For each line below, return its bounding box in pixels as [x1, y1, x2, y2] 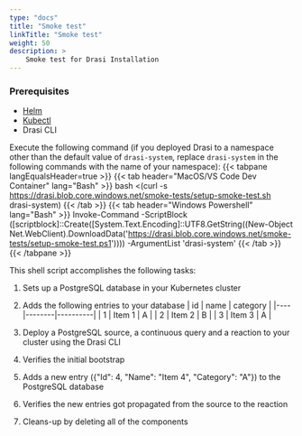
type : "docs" [9, 13, 59, 23]
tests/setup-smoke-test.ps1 [9, 238, 112, 249]
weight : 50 [9, 38, 50, 48]
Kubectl [22, 115, 51, 126]
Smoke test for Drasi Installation [25, 55, 160, 64]
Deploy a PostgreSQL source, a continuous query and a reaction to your [22, 327, 290, 339]
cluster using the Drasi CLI [22, 337, 122, 348]
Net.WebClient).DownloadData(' [9, 228, 129, 239]
